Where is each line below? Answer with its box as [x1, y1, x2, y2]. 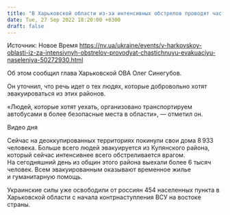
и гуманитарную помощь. [7, 173, 83, 181]
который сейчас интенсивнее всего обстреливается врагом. [7, 151, 186, 159]
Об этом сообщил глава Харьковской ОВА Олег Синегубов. [7, 69, 182, 77]
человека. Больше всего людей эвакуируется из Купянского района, [7, 144, 210, 152]
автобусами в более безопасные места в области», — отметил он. [7, 110, 203, 118]
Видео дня [7, 124, 38, 132]
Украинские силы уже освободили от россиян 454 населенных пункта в [7, 186, 220, 195]
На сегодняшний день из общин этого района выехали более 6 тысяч [7, 158, 212, 167]
